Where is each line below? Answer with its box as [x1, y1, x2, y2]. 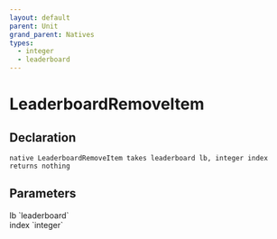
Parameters [9, 186, 77, 201]
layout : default [9, 13, 70, 23]
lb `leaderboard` [9, 209, 69, 221]
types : [9, 38, 34, 48]
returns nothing [9, 161, 70, 170]
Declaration [9, 130, 77, 145]
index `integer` [9, 219, 63, 230]
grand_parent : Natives [9, 30, 95, 39]
